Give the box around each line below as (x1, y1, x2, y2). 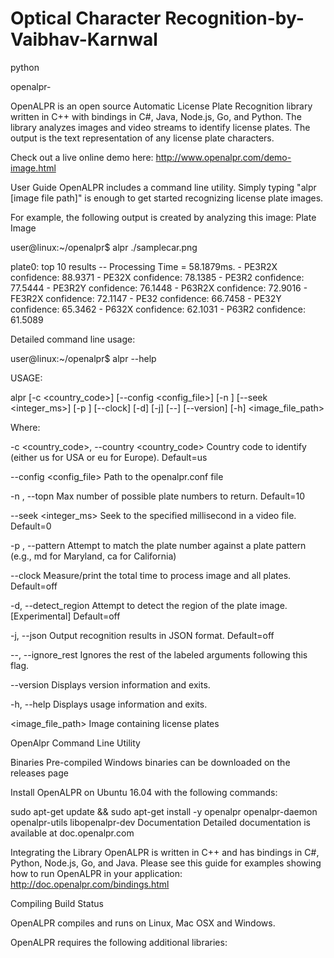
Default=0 (10, 520, 52, 532)
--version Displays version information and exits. (10, 678, 211, 691)
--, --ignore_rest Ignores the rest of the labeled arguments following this (10, 648, 308, 661)
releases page (10, 767, 69, 779)
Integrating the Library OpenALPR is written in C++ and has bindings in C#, (10, 846, 320, 858)
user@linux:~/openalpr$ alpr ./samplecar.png (10, 241, 198, 253)
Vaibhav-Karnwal (10, 28, 158, 51)
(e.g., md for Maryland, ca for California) (10, 550, 177, 562)
